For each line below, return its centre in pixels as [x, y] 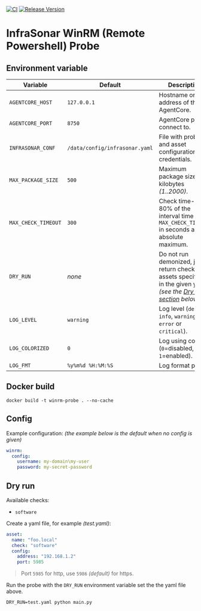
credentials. [175, 159]
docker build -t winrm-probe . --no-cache [60, 401]
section [169, 299]
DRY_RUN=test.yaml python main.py [49, 603]
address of [174, 103]
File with [170, 137]
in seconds [174, 229]
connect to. [175, 127]
